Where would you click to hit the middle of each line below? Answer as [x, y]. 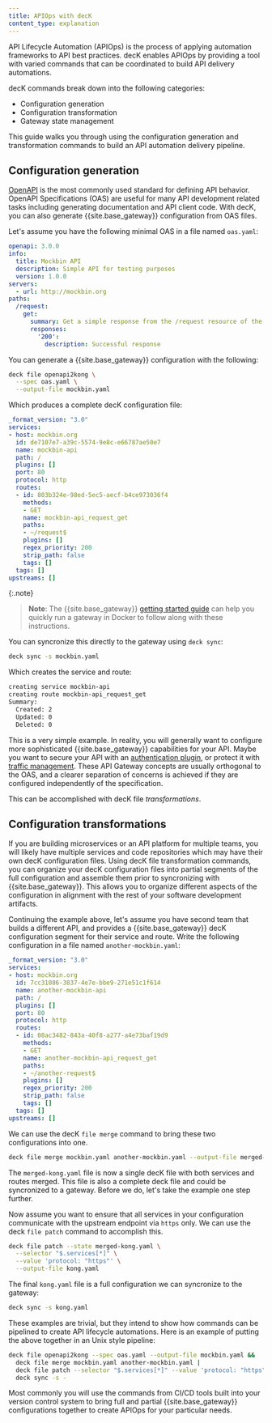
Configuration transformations [87, 824]
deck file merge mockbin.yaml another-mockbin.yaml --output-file [123, 1157]
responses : [48, 329]
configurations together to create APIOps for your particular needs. [120, 1410]
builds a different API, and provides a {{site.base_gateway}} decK [117, 928]
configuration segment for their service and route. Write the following [124, 937]
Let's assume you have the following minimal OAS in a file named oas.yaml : [134, 232]
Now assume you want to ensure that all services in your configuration [126, 1214]
